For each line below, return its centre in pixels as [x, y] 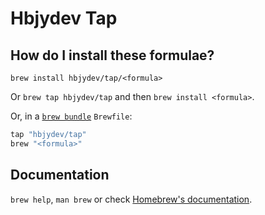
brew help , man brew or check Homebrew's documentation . [131, 199]
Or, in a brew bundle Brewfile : [71, 116]
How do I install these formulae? [112, 55]
